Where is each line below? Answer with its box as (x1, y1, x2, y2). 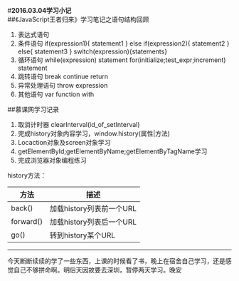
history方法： (7, 171, 47, 180)
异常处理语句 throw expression (17, 81, 108, 89)
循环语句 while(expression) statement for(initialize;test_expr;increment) (17, 56, 226, 64)
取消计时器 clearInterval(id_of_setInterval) (17, 121, 140, 128)
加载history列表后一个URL (49, 217, 137, 227)
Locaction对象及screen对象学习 (17, 138, 111, 146)
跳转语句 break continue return (17, 72, 109, 81)
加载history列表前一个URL (49, 204, 137, 213)
